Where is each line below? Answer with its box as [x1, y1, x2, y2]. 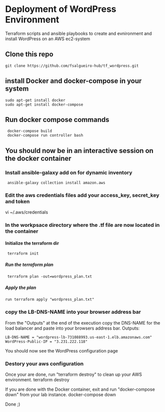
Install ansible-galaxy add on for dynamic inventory [5, 169, 133, 176]
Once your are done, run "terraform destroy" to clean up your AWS [5, 371, 142, 378]
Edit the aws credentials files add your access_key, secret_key [5, 192, 160, 199]
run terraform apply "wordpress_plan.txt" [5, 297, 94, 302]
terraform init [7, 251, 39, 256]
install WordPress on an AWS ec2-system [5, 36, 90, 42]
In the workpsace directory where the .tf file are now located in [5, 222, 160, 229]
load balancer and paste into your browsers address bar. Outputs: [5, 325, 140, 331]
